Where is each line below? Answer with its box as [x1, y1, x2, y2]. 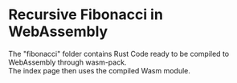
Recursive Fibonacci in [8, 6, 163, 24]
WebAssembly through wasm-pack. [8, 57, 127, 67]
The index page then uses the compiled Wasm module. [8, 65, 190, 75]
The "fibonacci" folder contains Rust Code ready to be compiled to [8, 49, 230, 58]
